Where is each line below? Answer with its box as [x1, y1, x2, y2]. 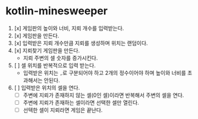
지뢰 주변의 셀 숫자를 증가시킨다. [23, 54, 98, 61]
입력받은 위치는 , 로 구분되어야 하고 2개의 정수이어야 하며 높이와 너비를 [23, 69, 187, 76]
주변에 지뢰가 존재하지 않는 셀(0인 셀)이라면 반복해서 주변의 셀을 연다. [23, 91, 184, 99]
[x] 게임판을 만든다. [14, 32, 59, 39]
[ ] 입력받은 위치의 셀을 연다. [14, 84, 80, 91]
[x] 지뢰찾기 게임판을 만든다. [14, 46, 80, 54]
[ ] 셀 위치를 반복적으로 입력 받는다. [14, 61, 96, 69]
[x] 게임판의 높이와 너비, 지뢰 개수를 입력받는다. [14, 24, 124, 32]
